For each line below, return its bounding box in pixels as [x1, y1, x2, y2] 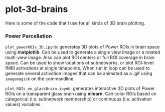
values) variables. [5, 101, 42, 107]
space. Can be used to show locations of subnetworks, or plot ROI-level [5, 60, 154, 66]
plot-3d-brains [5, 3, 68, 15]
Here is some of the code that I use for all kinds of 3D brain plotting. [5, 20, 145, 26]
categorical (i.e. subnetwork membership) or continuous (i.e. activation [5, 96, 152, 102]
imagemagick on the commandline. [5, 76, 75, 82]
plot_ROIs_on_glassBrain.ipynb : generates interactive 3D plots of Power [5, 85, 155, 91]
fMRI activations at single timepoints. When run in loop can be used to [5, 65, 150, 71]
